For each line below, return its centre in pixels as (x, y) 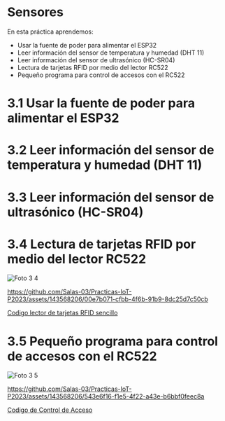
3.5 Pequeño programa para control (113, 341)
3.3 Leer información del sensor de (111, 197)
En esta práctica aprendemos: (50, 32)
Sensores (36, 12)
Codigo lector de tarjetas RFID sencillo (63, 313)
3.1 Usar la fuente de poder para (101, 103)
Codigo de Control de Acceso (50, 410)
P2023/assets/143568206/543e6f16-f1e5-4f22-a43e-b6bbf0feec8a (106, 396)
